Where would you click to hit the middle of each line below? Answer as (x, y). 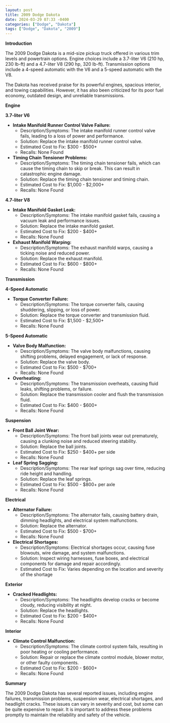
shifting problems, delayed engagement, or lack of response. (84, 356)
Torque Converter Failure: (40, 299)
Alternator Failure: (32, 510)
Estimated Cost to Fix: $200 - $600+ (59, 668)
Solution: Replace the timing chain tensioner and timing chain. (85, 179)
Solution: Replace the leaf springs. (56, 479)
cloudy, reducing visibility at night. (56, 605)
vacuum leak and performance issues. (60, 221)
